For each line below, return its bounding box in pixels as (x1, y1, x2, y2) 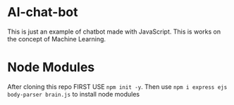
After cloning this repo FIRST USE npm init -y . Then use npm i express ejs (7, 82, 228, 91)
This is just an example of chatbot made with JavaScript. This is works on (7, 27, 221, 36)
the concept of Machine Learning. (7, 34, 106, 43)
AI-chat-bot (7, 4, 78, 20)
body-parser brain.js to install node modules (7, 90, 140, 98)
